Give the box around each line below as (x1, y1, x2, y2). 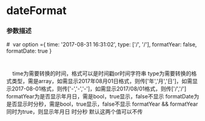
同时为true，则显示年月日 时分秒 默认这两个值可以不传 (6, 108, 143, 115)
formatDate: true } (6, 47, 52, 55)
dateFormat (6, 4, 67, 18)
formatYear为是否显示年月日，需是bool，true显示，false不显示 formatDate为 (6, 92, 199, 100)
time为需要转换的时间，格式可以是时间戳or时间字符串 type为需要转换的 (12, 70, 192, 77)
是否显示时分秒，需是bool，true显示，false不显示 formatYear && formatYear (6, 100, 198, 108)
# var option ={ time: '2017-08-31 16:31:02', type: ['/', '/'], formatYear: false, (6, 41, 197, 48)
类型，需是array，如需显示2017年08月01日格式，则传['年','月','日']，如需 (11, 77, 193, 84)
